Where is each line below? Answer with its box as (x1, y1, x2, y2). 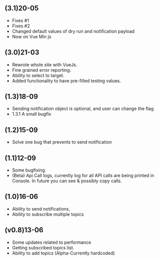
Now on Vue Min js (12, 33, 51, 39)
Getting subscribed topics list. (12, 244, 74, 250)
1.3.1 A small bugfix (12, 111, 51, 117)
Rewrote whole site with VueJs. (12, 62, 77, 68)
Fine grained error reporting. (12, 67, 71, 73)
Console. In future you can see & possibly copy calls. (12, 178, 122, 184)
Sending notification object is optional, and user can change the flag (12, 106, 154, 112)
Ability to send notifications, (12, 205, 70, 212)
